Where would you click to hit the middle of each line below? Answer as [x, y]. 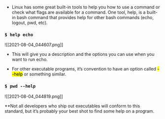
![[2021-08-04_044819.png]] [34, 96]
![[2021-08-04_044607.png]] [34, 45]
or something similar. [45, 74]
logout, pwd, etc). [30, 23]
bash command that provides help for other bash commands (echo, [85, 17]
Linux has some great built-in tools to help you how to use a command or [86, 7]
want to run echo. [30, 59]
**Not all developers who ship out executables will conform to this [72, 106]
